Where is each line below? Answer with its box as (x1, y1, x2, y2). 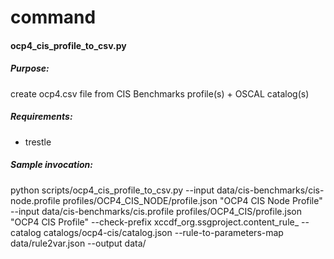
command (10, 6, 97, 29)
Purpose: (10, 62, 50, 75)
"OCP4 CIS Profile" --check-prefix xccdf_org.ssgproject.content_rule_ (10, 216, 300, 228)
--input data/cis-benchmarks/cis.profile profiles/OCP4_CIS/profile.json (10, 205, 302, 217)
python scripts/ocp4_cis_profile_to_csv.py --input (10, 184, 215, 196)
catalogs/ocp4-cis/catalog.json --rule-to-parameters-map (43, 226, 284, 238)
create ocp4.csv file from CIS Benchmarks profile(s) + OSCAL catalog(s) (10, 87, 310, 100)
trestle (24, 136, 52, 148)
